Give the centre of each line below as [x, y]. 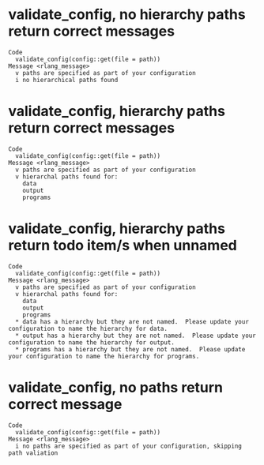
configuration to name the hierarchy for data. [88, 328]
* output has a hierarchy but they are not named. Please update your [136, 336]
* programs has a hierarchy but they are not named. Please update [130, 349]
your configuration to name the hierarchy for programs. [104, 356]
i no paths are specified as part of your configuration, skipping [129, 446]
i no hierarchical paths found [67, 80]
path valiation [33, 453]
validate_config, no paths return [116, 388]
